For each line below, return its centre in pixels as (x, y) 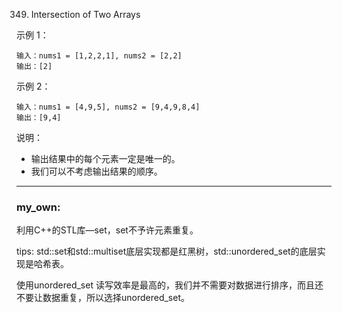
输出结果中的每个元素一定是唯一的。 (105, 158)
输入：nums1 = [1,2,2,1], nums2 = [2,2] (99, 56)
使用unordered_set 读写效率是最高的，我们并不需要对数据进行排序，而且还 (170, 285)
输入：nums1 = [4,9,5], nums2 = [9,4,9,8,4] (108, 107)
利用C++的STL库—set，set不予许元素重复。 (107, 230)
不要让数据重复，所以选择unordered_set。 (103, 298)
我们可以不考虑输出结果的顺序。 (96, 171)
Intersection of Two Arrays (85, 14)
